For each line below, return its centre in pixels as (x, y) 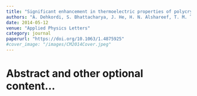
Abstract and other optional (75, 74)
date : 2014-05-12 (27, 22)
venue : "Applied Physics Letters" (48, 28)
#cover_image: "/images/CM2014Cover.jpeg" (59, 45)
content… (31, 86)
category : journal (28, 34)
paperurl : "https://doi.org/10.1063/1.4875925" (65, 39)
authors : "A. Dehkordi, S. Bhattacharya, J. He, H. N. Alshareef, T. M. (97, 17)
